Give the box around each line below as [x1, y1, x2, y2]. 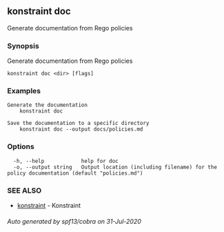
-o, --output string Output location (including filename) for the [13, 164, 217, 171]
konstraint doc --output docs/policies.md [19, 126, 143, 133]
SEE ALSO [7, 186, 42, 195]
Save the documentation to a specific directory [7, 120, 150, 127]
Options [7, 142, 34, 151]
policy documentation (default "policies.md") [7, 169, 143, 177]
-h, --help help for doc [13, 157, 119, 164]
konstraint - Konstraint [17, 202, 81, 209]
